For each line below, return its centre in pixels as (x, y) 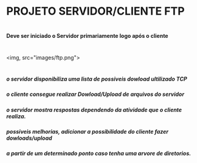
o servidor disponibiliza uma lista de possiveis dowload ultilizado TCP (97, 79)
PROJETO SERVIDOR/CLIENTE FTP (95, 11)
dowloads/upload (29, 138)
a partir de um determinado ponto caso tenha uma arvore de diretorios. (99, 153)
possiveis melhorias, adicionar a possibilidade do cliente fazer (88, 131)
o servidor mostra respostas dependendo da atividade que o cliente (94, 110)
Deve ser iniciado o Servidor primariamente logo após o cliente (87, 36)
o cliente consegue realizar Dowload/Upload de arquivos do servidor (95, 94)
